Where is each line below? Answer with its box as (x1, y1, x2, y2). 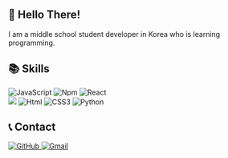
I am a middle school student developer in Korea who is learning (8, 29, 221, 38)
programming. (8, 38, 55, 47)
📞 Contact (8, 120, 56, 134)
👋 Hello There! (8, 8, 81, 22)
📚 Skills (8, 62, 50, 76)
